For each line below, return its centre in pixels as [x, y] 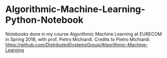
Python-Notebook [44, 20]
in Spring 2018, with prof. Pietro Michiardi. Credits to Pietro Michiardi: [78, 39]
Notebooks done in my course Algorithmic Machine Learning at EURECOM [84, 34]
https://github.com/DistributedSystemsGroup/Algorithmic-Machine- [77, 44]
